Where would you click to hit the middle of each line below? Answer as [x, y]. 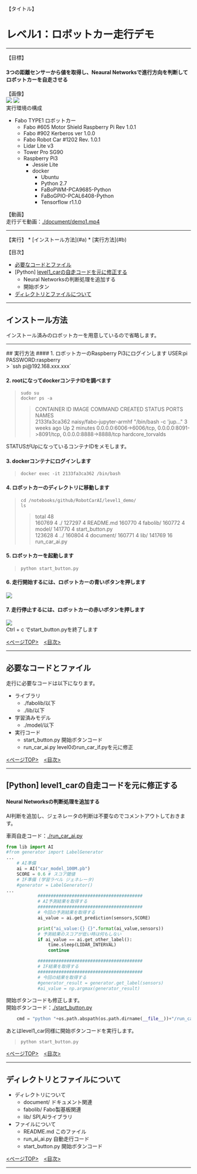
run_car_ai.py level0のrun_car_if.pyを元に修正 [78, 747]
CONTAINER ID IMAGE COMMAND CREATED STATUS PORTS [109, 409]
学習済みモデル [33, 717]
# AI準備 [26, 863]
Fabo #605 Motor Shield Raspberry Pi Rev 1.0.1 [80, 127]
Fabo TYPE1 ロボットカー [45, 121]
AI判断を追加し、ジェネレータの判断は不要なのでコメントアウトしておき [93, 816]
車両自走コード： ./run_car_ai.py [45, 836]
